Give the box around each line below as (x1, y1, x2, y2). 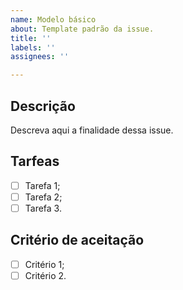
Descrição (10, 97, 76, 115)
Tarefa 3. (24, 202, 62, 214)
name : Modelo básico (10, 14, 97, 25)
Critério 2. (24, 269, 67, 281)
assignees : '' (10, 52, 70, 62)
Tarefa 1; (24, 179, 61, 191)
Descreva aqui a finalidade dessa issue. (10, 124, 174, 136)
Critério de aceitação (10, 232, 145, 249)
